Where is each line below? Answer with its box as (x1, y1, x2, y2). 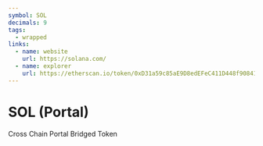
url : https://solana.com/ (22, 55, 107, 63)
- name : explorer (15, 62, 72, 70)
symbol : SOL (8, 11, 47, 20)
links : (8, 41, 30, 48)
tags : (8, 26, 26, 34)
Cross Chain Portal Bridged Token (8, 129, 117, 138)
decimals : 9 (8, 19, 47, 27)
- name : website (15, 48, 68, 55)
